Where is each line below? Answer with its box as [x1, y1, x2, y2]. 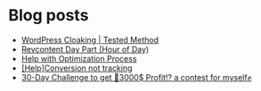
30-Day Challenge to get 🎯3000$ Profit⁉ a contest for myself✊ [20, 72, 252, 82]
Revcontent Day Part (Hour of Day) [20, 43, 150, 54]
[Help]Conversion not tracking [20, 63, 133, 73]
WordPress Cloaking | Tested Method [20, 34, 159, 45]
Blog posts [8, 5, 89, 26]
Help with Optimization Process [20, 53, 137, 64]
